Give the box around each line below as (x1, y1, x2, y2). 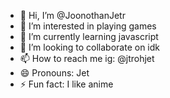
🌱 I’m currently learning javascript (19, 31, 159, 42)
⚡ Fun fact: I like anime (19, 78, 114, 90)
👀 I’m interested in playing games (19, 20, 157, 32)
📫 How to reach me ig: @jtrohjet (19, 53, 155, 64)
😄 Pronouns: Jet (19, 67, 90, 79)
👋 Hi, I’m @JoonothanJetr (19, 10, 126, 21)
